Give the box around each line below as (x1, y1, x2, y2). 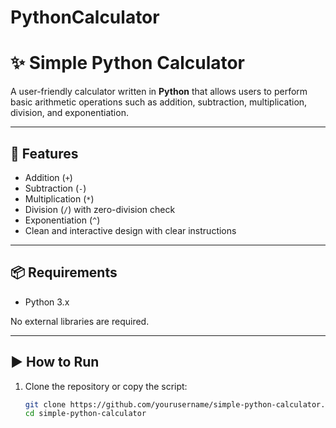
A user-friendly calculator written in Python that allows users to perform (10, 86, 308, 98)
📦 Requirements (10, 264, 118, 281)
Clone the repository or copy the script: (24, 380, 188, 392)
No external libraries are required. (10, 315, 150, 327)
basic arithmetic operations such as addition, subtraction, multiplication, (10, 96, 308, 108)
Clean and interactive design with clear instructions (24, 224, 237, 236)
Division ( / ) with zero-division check (24, 203, 176, 215)
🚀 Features (10, 145, 79, 162)
